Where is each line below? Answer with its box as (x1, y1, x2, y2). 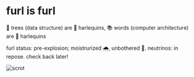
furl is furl (6, 4, 56, 18)
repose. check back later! (6, 53, 69, 60)
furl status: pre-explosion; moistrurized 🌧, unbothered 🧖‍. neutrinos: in (6, 44, 179, 52)
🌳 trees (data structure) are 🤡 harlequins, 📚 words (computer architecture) (6, 24, 189, 31)
